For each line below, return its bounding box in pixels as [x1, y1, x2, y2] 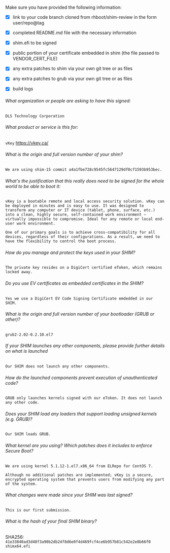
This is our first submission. [5, 507, 72, 512]
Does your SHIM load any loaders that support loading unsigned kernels [5, 411, 157, 417]
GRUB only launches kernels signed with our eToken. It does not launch [5, 395, 162, 401]
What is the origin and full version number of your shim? [5, 152, 123, 158]
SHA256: [5, 534, 24, 540]
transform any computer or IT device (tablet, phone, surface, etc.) [5, 208, 156, 213]
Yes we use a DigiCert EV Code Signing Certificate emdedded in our [5, 296, 153, 301]
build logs [12, 86, 33, 92]
